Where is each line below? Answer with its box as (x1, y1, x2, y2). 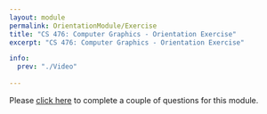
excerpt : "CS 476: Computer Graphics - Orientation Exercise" (9, 37, 245, 47)
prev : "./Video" (17, 62, 77, 71)
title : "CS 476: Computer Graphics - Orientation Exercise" (9, 29, 238, 38)
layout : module (9, 12, 66, 22)
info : (9, 54, 29, 63)
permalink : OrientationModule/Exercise (9, 21, 158, 30)
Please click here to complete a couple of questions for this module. (9, 94, 259, 105)
